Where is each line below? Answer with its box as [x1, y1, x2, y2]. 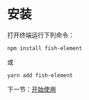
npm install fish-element [7, 45, 82, 52]
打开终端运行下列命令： [7, 31, 74, 39]
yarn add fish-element [7, 71, 73, 79]
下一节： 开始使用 [7, 85, 56, 93]
